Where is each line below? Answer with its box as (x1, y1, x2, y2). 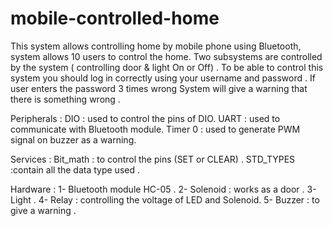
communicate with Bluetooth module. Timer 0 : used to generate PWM (10, 123, 301, 135)
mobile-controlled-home (10, 7, 220, 30)
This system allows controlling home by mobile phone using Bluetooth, (10, 40, 302, 52)
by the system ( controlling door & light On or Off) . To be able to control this (10, 61, 324, 73)
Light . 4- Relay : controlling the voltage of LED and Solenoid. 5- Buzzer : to (10, 193, 320, 206)
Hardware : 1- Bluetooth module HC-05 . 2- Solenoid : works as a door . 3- (10, 183, 317, 195)
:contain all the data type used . (10, 163, 140, 176)
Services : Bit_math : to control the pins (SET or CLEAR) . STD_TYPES (10, 153, 296, 165)
